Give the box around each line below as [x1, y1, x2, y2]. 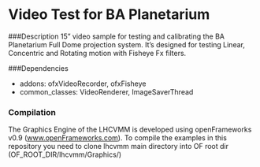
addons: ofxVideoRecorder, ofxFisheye [19, 79, 147, 88]
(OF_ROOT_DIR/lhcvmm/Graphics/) [8, 150, 122, 159]
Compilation [8, 106, 57, 117]
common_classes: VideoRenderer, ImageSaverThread [19, 87, 194, 96]
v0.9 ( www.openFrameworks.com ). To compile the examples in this [8, 133, 227, 143]
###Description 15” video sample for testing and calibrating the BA [8, 32, 225, 41]
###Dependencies [8, 63, 69, 72]
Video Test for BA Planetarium [8, 6, 210, 24]
